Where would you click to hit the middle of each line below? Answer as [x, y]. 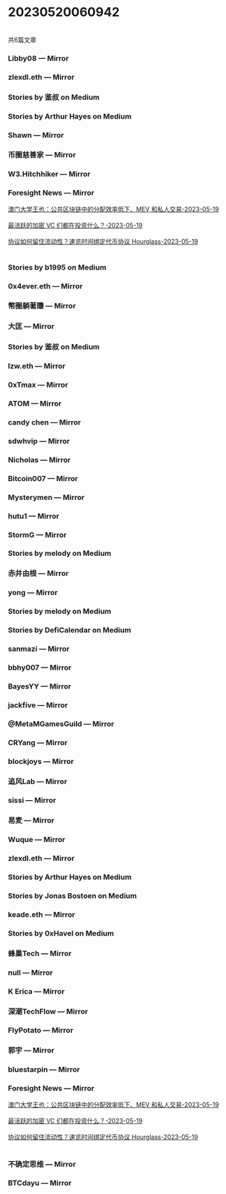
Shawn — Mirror [36, 135]
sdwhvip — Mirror [39, 441]
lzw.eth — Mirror [37, 366]
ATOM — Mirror [35, 404]
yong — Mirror [33, 593]
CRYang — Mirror [38, 742]
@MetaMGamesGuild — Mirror [61, 723]
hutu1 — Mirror [34, 516]
